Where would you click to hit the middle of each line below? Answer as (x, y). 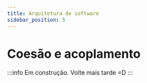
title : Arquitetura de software (53, 13)
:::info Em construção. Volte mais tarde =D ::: (70, 73)
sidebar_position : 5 (37, 20)
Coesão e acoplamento (74, 54)
